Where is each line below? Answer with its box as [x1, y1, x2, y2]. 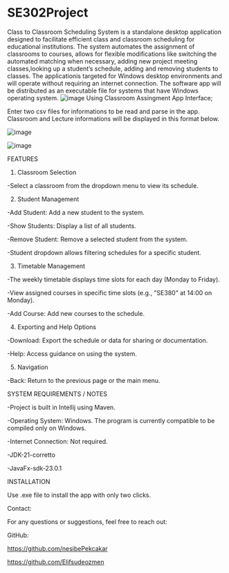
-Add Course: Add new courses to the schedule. [7, 309, 145, 317]
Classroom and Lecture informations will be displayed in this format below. [7, 114, 220, 122]
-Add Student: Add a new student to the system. [7, 208, 145, 216]
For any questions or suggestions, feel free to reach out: [7, 517, 167, 526]
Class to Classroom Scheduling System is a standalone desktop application [7, 28, 222, 36]
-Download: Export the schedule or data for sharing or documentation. [7, 336, 208, 344]
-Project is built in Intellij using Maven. [7, 403, 116, 411]
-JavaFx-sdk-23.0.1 [7, 464, 62, 472]
